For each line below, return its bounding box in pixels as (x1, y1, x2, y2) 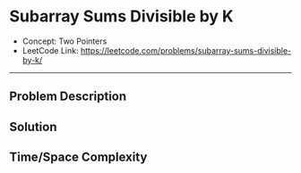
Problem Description (9, 89, 127, 104)
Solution (9, 119, 57, 135)
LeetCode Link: (21, 45, 79, 55)
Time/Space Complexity (9, 150, 148, 165)
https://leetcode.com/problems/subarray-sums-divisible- (80, 45, 292, 55)
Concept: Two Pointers (21, 36, 107, 46)
